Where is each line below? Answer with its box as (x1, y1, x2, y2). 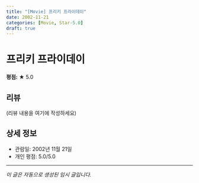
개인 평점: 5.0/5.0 (14, 153, 56, 160)
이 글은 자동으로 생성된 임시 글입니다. (6, 171, 92, 178)
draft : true (6, 25, 36, 31)
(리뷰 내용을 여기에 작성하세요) (6, 109, 77, 116)
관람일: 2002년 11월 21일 (14, 145, 72, 152)
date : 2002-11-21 (6, 14, 49, 20)
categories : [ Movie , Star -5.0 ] (6, 20, 84, 26)
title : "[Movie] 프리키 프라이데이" (6, 8, 87, 15)
